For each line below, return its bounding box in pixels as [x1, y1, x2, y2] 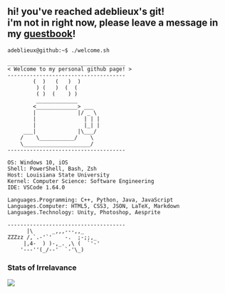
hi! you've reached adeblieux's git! [7, 6, 165, 18]
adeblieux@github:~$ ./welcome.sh [7, 46, 110, 54]
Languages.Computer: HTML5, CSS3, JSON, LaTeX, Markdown [7, 202, 180, 209]
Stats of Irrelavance [7, 263, 77, 273]
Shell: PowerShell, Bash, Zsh [7, 165, 98, 172]
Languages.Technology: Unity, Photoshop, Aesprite [7, 209, 161, 216]
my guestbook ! [7, 28, 76, 40]
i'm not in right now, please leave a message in [7, 17, 219, 29]
